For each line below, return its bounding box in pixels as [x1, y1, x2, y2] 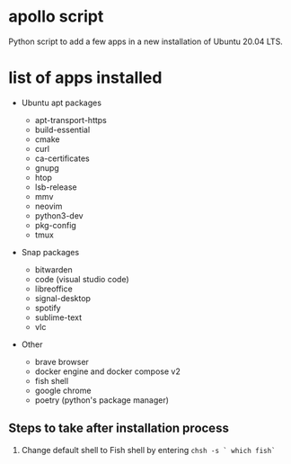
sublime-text [34, 312, 83, 323]
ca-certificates [34, 153, 91, 164]
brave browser [34, 356, 89, 367]
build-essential [34, 124, 91, 135]
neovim [34, 201, 63, 211]
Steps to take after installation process [8, 421, 230, 436]
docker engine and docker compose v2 [34, 366, 181, 377]
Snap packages [21, 246, 80, 257]
